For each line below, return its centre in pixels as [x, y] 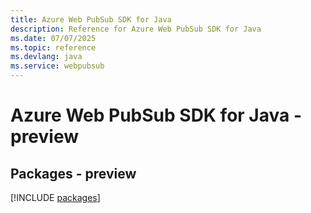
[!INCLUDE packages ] [55, 197]
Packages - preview [73, 173]
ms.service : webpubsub [57, 66]
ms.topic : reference [53, 47]
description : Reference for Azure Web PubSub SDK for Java [136, 29]
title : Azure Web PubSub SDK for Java [91, 19]
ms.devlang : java [46, 57]
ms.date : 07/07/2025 [53, 38]
